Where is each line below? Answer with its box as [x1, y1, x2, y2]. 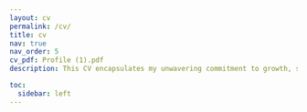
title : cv [9, 30, 48, 39]
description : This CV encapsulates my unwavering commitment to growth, [9, 65, 292, 74]
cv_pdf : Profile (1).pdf [9, 56, 104, 65]
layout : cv [9, 13, 51, 23]
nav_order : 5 [9, 47, 59, 56]
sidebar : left [17, 88, 71, 98]
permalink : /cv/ [9, 22, 71, 31]
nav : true [9, 38, 48, 48]
